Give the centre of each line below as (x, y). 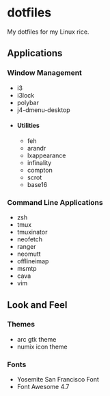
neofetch (30, 239)
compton (40, 170)
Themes (21, 324)
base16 (37, 184)
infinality (39, 162)
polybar (28, 102)
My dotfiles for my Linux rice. (48, 32)
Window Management (44, 73)
